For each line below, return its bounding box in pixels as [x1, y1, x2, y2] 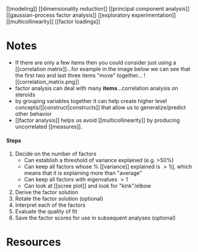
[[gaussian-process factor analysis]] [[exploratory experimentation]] [6, 11, 176, 19]
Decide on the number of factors [14, 150, 97, 157]
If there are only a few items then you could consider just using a [14, 58, 176, 66]
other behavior [14, 110, 53, 117]
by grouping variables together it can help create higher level [14, 97, 167, 104]
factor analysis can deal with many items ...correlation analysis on [14, 84, 178, 92]
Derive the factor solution [14, 189, 78, 196]
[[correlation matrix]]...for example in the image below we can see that [14, 65, 191, 72]
